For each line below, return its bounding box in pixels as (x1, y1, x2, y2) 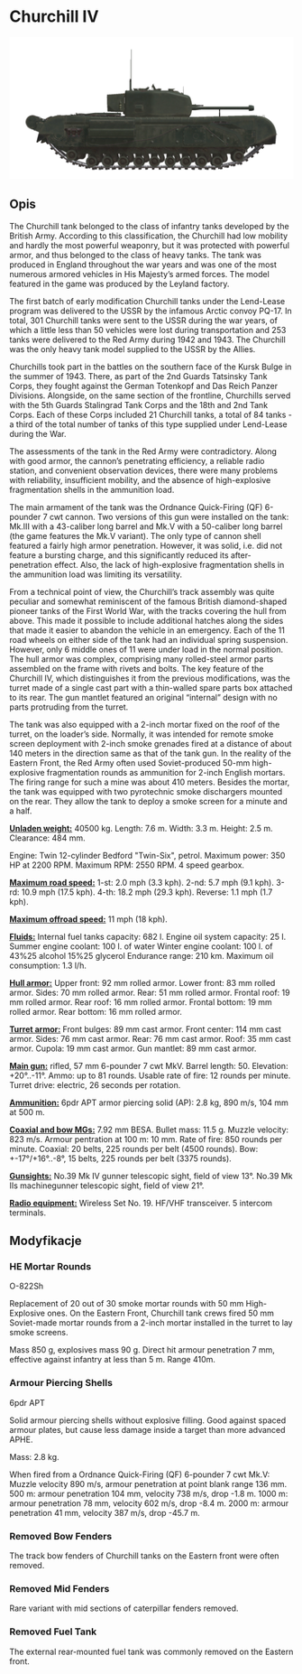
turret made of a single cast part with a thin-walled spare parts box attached (9, 682, 293, 693)
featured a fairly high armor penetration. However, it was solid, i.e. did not (9, 540, 283, 551)
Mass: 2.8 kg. (9, 1451, 60, 1462)
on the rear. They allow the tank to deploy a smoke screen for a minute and (9, 795, 288, 806)
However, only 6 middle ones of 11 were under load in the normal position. (9, 644, 284, 655)
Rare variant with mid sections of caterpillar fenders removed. (9, 1603, 239, 1614)
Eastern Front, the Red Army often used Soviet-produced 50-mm (9, 757, 251, 768)
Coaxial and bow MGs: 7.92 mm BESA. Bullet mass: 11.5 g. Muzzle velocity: (9, 1124, 289, 1135)
